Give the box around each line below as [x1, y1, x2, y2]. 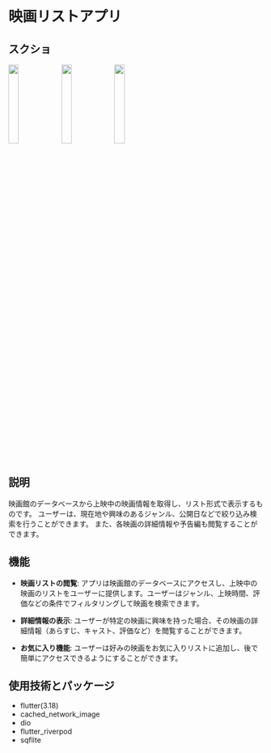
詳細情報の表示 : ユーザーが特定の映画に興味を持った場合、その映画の [19, 615, 252, 625]
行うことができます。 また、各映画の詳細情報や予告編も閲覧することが [22, 519, 258, 529]
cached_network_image [19, 709, 100, 719]
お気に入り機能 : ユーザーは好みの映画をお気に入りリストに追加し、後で [19, 643, 259, 653]
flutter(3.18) [19, 701, 59, 711]
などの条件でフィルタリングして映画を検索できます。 [27, 598, 204, 608]
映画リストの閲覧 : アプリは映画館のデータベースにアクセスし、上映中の [19, 578, 258, 588]
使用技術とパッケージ [8, 679, 115, 693]
